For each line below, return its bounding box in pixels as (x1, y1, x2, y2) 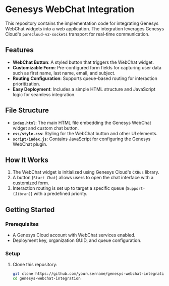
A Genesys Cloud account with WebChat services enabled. (12, 232, 136, 238)
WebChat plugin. (12, 141, 48, 147)
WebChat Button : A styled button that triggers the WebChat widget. (12, 59, 154, 65)
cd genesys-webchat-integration (12, 276, 81, 281)
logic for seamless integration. (12, 91, 76, 97)
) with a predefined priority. (31, 191, 88, 197)
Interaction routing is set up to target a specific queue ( (12, 185, 128, 191)
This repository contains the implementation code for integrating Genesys (5, 20, 159, 26)
